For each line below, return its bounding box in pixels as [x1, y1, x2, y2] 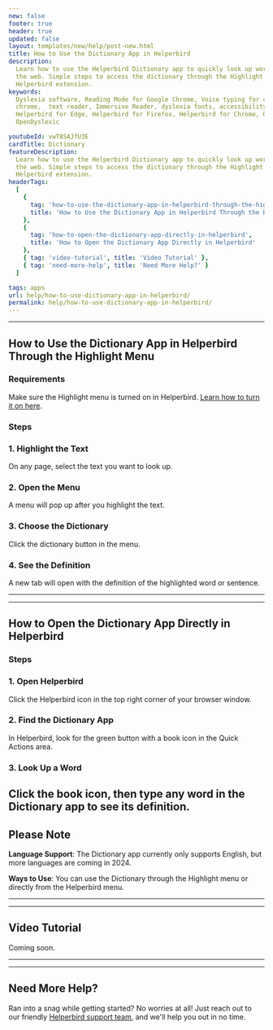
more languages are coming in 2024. [8, 857, 132, 867]
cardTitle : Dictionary [8, 140, 85, 148]
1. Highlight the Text [8, 443, 89, 454]
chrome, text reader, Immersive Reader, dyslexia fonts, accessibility [15, 103, 267, 111]
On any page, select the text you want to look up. [8, 462, 173, 471]
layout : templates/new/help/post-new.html [8, 42, 154, 50]
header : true [8, 27, 53, 35]
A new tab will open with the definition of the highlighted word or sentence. [8, 577, 260, 587]
